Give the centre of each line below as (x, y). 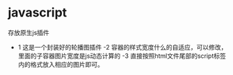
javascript (38, 13)
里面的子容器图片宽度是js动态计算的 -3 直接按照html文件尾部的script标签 (122, 56)
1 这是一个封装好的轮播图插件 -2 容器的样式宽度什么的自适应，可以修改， (122, 47)
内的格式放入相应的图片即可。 (61, 64)
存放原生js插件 (29, 32)
